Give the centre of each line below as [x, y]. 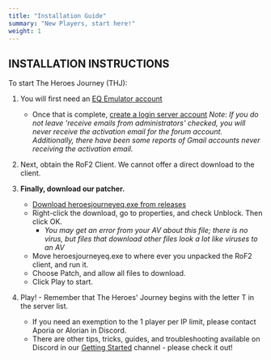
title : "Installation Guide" [57, 16]
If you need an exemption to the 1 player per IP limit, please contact [144, 322]
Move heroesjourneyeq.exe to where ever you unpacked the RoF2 [142, 256]
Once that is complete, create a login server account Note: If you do [145, 115]
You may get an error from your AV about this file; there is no [146, 231]
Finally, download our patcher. [72, 189]
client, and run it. [60, 265]
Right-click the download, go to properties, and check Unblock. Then [147, 213]
